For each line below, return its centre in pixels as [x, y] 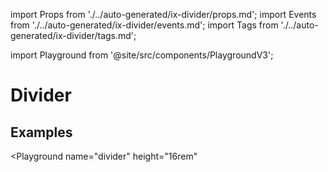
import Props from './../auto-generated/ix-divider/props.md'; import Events [163, 14]
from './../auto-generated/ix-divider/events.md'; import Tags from [144, 25]
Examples [41, 132]
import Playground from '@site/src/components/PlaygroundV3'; [142, 55]
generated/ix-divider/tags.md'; [73, 35]
